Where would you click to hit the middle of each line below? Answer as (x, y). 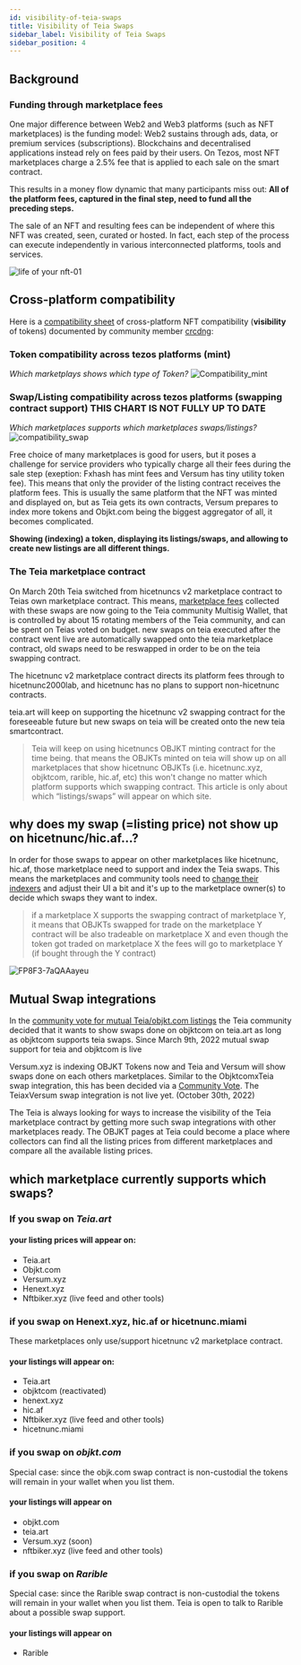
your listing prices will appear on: (73, 1240)
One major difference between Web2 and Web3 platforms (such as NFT (142, 124)
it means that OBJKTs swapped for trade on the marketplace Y (146, 925)
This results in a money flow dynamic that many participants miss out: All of (149, 188)
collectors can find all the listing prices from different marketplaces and (141, 1142)
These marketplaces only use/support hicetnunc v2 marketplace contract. (146, 1341)
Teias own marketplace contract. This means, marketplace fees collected (144, 600)
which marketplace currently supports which (138, 1179)
